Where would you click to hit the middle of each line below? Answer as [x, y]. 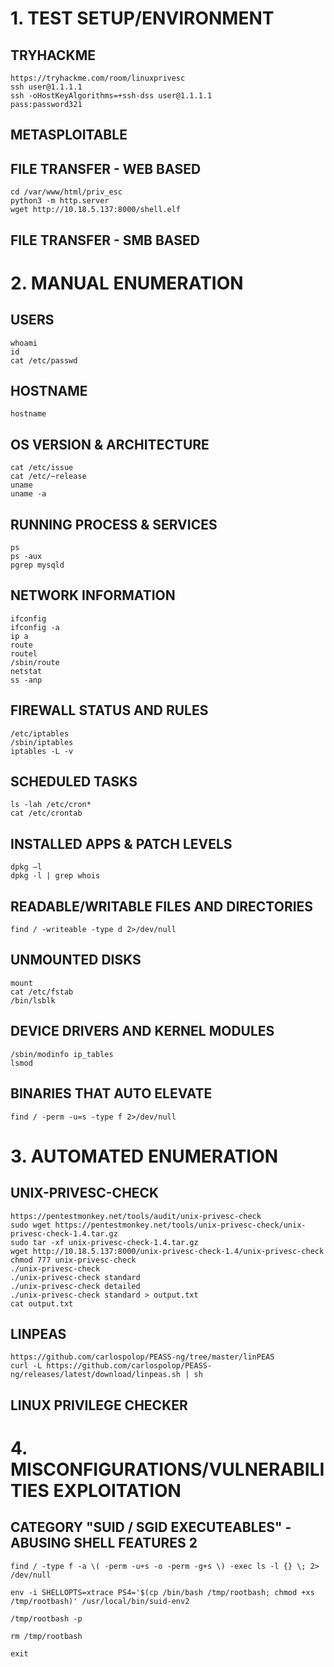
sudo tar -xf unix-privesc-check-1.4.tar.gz [104, 1242]
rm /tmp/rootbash [46, 1636]
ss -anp [26, 680]
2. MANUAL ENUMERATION [127, 283]
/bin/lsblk [33, 1000]
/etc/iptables [40, 733]
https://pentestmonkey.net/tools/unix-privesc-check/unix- [180, 1225]
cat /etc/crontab [46, 813]
